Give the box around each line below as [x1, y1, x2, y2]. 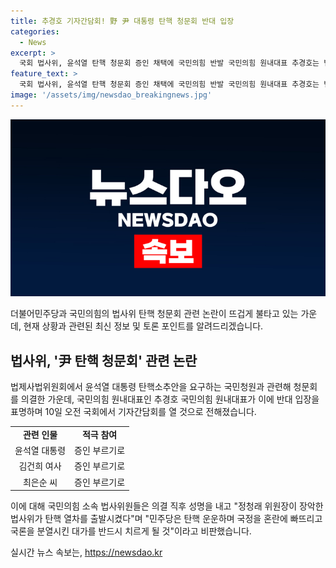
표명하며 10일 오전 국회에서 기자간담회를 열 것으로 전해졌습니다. [10, 406, 257, 418]
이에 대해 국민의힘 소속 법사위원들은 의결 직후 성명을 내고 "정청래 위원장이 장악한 [10, 500, 324, 512]
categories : [10, 26, 60, 37]
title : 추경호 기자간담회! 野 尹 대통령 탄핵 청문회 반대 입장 [10, 16, 235, 26]
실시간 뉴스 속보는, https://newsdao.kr [10, 546, 163, 559]
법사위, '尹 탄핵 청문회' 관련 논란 [10, 352, 198, 369]
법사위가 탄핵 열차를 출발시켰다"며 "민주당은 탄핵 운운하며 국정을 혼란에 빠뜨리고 [10, 513, 323, 525]
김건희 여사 [18, 460, 62, 472]
